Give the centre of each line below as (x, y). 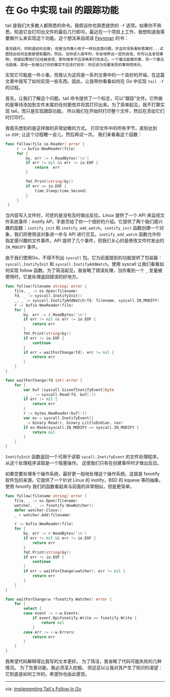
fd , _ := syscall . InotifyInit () (48, 296)
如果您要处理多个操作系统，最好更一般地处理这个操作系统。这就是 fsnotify (82, 474)
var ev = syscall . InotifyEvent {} (59, 418)
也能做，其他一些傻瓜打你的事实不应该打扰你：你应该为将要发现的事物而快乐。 (75, 65)
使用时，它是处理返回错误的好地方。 (43, 277)
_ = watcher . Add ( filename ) (43, 515)
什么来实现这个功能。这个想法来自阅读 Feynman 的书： (71, 38)
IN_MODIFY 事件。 (23, 247)
